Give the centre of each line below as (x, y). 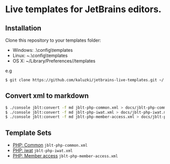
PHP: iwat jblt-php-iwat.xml (42, 150)
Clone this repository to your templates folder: (53, 40)
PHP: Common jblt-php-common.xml (50, 145)
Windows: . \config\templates (43, 50)
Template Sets (28, 133)
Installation (23, 28)
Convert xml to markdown (47, 96)
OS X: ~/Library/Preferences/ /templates (54, 61)
